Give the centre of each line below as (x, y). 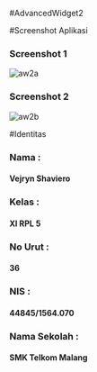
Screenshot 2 (39, 96)
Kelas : (25, 202)
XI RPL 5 (25, 223)
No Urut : (29, 247)
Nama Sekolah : (44, 336)
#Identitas (28, 133)
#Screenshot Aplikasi (48, 30)
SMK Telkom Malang (48, 358)
